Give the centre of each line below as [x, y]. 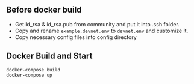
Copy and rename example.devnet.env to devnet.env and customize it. [102, 31]
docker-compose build [33, 70]
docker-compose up [29, 75]
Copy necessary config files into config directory [76, 37]
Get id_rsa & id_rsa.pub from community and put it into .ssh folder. [97, 24]
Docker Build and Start [49, 56]
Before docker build [44, 10]
